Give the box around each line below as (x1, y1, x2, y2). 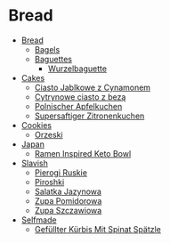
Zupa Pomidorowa (34, 195, 102, 206)
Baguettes (34, 53, 73, 64)
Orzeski (34, 129, 63, 140)
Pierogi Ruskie (34, 166, 88, 178)
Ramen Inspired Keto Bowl (34, 148, 132, 158)
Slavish (20, 158, 48, 168)
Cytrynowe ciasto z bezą (34, 91, 126, 102)
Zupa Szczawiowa (34, 205, 102, 215)
